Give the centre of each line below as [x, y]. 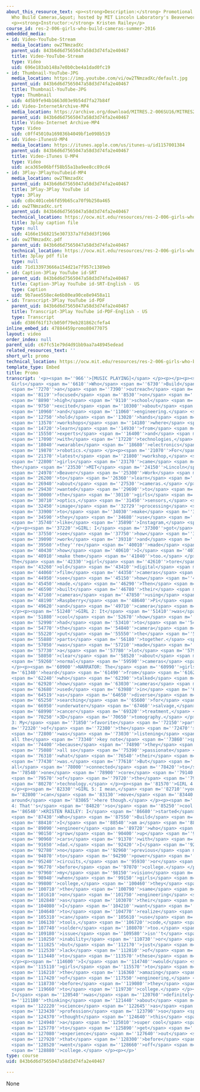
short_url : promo [28, 356]
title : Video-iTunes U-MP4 [45, 156]
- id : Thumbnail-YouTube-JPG [42, 73]
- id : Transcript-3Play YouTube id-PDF [56, 300]
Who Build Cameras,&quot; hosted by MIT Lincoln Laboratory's [90, 17]
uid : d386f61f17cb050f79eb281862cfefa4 [61, 323]
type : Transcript [33, 317]
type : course [22, 1056]
